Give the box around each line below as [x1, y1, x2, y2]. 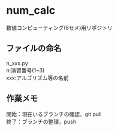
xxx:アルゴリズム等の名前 [6, 74, 69, 81]
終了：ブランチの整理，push [6, 118, 77, 125]
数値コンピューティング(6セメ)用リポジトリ [6, 24, 113, 31]
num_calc [6, 4, 56, 17]
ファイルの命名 [6, 43, 62, 54]
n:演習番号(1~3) [6, 66, 45, 74]
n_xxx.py [6, 59, 28, 66]
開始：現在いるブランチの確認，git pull [6, 110, 102, 117]
